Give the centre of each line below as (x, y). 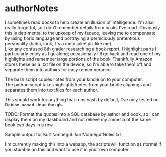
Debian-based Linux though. (34, 105)
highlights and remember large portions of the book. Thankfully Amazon (79, 59)
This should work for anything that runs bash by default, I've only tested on (82, 99)
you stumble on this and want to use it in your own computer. (67, 149)
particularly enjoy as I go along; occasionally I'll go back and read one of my (83, 54)
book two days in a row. (29, 125)
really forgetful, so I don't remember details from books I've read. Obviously (83, 27)
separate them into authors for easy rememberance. (58, 69)
